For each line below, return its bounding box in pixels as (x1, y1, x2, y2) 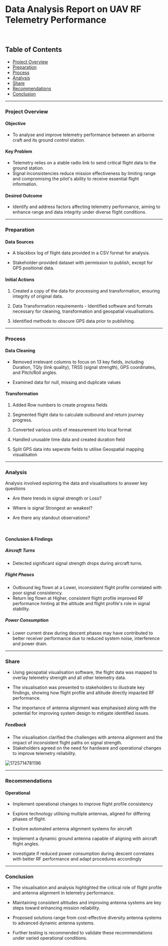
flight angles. (12, 841, 39, 847)
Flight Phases (5, 572, 34, 578)
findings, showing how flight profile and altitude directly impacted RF (12, 690, 154, 696)
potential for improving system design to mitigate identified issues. (12, 710, 150, 716)
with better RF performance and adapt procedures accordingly (12, 856, 142, 862)
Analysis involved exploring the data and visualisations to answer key (5, 480, 148, 486)
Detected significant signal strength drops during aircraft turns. (12, 560, 142, 566)
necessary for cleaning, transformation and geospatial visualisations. (12, 308, 155, 314)
